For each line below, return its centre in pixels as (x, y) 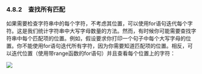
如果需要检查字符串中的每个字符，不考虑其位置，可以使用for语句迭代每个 (97, 24)
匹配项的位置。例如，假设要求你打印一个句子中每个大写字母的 (109, 38)
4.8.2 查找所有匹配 (36, 9)
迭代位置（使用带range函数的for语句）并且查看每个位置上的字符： (93, 53)
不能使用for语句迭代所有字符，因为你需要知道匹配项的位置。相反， (105, 46)
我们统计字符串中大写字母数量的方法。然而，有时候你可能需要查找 (109, 31)
